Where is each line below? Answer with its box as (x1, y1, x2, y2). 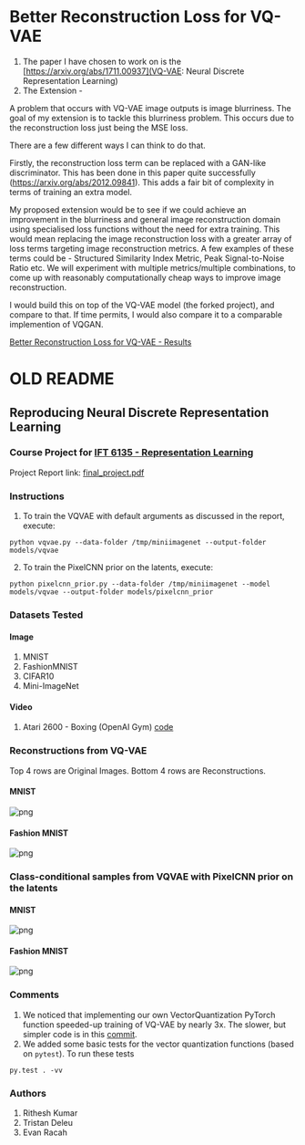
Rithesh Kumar (22, 1108, 78, 1119)
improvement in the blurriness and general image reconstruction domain (9, 213, 280, 224)
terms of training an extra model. (9, 186, 133, 197)
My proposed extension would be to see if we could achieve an (9, 203, 248, 215)
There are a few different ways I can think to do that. (9, 140, 207, 151)
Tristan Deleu (22, 1118, 74, 1129)
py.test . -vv (9, 1066, 64, 1075)
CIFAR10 (22, 671, 55, 682)
